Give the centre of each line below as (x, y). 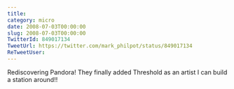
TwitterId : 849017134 (39, 40)
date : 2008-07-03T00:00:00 (47, 26)
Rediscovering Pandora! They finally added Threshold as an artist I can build (117, 72)
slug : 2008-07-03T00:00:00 (47, 33)
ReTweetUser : (26, 53)
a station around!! (33, 79)
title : (17, 14)
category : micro (31, 20)
